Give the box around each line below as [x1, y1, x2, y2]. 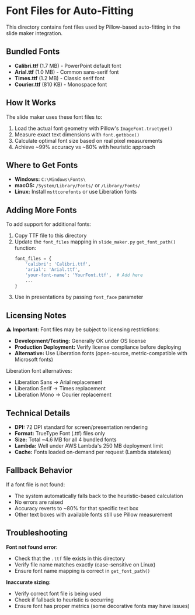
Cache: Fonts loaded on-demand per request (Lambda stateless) [14, 449, 172, 456]
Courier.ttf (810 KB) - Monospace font [14, 81, 107, 88]
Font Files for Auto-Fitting [6, 4, 134, 18]
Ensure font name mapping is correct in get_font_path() [14, 567, 151, 574]
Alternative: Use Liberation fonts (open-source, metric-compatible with [14, 350, 188, 357]
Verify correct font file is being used [14, 590, 102, 597]
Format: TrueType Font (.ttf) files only [14, 430, 105, 437]
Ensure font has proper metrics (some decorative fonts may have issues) [14, 602, 190, 609]
